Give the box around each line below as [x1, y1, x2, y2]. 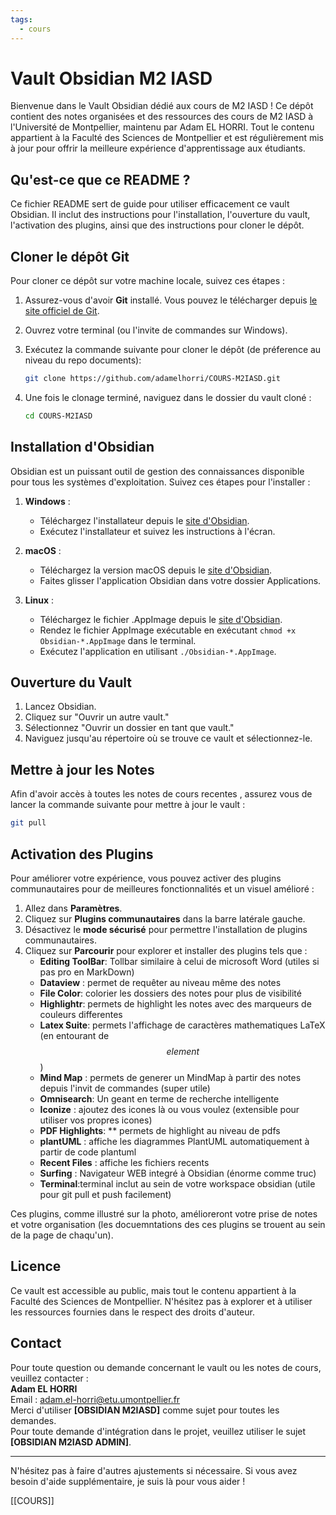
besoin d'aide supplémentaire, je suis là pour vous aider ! [10, 1475, 246, 1487]
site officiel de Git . [24, 305, 100, 317]
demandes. [10, 1414, 57, 1426]
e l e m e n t [166, 1045, 200, 1057]
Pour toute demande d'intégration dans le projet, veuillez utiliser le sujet [10, 1425, 307, 1437]
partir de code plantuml [39, 1146, 137, 1158]
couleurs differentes [39, 1008, 123, 1020]
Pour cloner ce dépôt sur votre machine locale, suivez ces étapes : [10, 275, 286, 287]
